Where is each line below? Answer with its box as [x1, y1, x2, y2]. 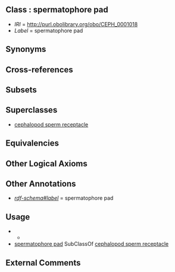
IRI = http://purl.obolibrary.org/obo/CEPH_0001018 [14, 20, 138, 27]
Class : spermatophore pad [5, 5, 108, 15]
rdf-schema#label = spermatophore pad [14, 194, 114, 202]
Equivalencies [5, 138, 59, 149]
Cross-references [5, 64, 74, 75]
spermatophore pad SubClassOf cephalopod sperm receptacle [14, 240, 169, 248]
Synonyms [5, 44, 46, 54]
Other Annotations [5, 178, 76, 188]
